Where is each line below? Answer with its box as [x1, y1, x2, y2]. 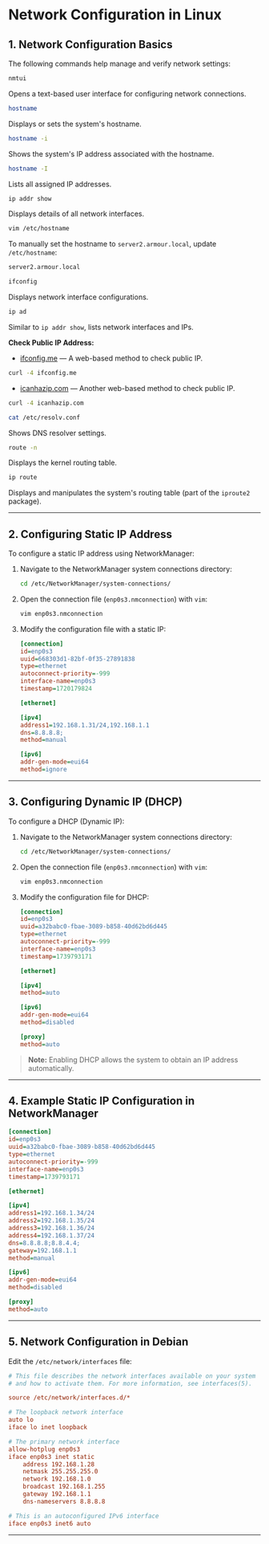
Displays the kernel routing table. [8, 458, 118, 467]
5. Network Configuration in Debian [8, 1335, 189, 1349]
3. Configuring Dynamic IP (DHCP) [8, 795, 183, 809]
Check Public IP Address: [8, 337, 94, 347]
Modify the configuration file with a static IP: [19, 624, 167, 633]
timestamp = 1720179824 [19, 685, 92, 693]
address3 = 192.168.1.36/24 [8, 1224, 94, 1232]
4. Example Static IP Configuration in [8, 1094, 195, 1108]
